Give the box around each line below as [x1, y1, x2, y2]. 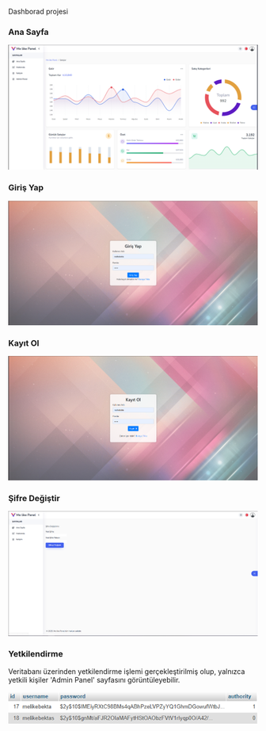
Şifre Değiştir [8, 493, 61, 504]
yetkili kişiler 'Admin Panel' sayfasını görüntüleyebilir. [8, 675, 180, 684]
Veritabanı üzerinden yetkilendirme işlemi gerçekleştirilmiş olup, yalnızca [8, 666, 245, 676]
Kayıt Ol [8, 337, 40, 348]
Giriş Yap [8, 182, 44, 193]
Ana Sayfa [8, 26, 49, 37]
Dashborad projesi [8, 7, 69, 16]
